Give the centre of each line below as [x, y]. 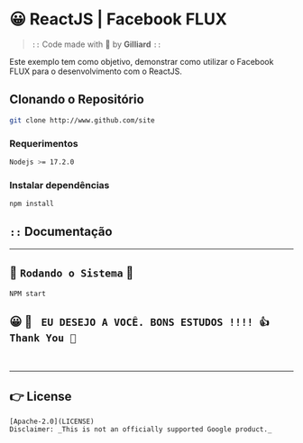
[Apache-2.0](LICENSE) [52, 422]
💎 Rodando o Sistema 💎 [72, 273]
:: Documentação [61, 232]
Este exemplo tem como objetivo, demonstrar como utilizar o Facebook [142, 61]
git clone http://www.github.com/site [82, 120]
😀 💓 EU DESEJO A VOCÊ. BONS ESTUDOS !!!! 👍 [139, 321]
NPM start [28, 294]
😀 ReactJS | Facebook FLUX [118, 19]
